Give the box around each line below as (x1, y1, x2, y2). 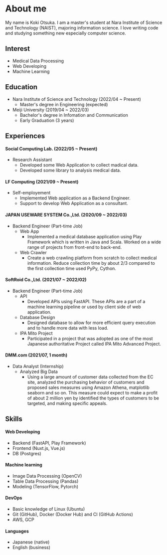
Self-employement (12, 190, 51, 196)
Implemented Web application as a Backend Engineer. (19, 195, 131, 201)
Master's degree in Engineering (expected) (19, 101, 108, 107)
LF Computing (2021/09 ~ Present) (5, 179, 79, 185)
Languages (5, 528, 29, 534)
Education (5, 83, 38, 91)
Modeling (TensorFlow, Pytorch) (12, 483, 79, 489)
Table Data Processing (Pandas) (12, 478, 79, 484)
